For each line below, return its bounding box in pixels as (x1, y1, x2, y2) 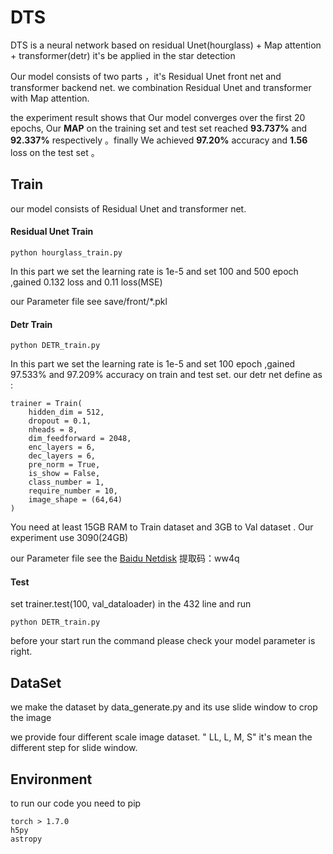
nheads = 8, (28, 425, 78, 435)
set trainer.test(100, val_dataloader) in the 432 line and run (10, 598, 252, 610)
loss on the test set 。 (10, 146, 100, 158)
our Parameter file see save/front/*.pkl (10, 295, 168, 307)
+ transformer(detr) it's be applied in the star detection (10, 49, 236, 61)
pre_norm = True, (28, 460, 101, 470)
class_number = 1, (28, 477, 105, 488)
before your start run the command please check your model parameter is (10, 635, 316, 647)
